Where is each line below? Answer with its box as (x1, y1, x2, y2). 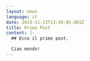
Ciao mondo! (11, 46, 41, 52)
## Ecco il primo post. (11, 35, 69, 41)
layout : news (6, 8, 38, 15)
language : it (6, 14, 38, 20)
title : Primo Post (6, 24, 51, 31)
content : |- (6, 30, 35, 36)
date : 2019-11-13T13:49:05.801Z (6, 19, 84, 25)
